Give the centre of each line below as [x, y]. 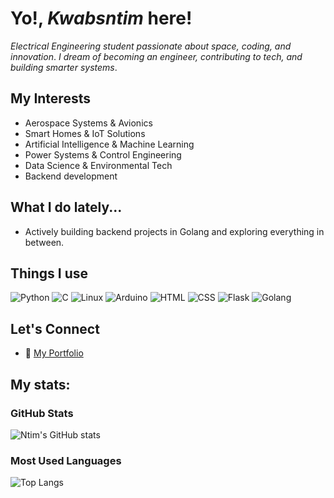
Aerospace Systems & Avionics [88, 123]
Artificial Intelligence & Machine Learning [109, 144]
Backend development [71, 176]
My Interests [50, 98]
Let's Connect [55, 328]
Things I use [49, 273]
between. [44, 242]
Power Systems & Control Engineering [103, 154]
